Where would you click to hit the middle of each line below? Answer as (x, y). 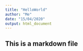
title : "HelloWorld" (26, 10)
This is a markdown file (41, 43)
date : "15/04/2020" (25, 19)
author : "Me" (19, 14)
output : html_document (28, 24)
